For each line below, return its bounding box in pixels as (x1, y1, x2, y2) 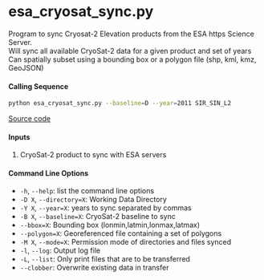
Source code (8, 114, 51, 124)
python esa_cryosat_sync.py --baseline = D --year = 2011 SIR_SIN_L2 (8, 99, 231, 108)
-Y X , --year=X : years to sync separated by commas (19, 203, 192, 213)
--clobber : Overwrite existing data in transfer (19, 263, 169, 273)
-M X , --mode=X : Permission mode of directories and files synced (19, 237, 232, 247)
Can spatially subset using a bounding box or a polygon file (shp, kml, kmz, (8, 55, 257, 64)
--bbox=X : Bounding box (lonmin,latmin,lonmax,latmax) (19, 220, 201, 230)
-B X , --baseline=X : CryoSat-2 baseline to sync (19, 212, 177, 221)
